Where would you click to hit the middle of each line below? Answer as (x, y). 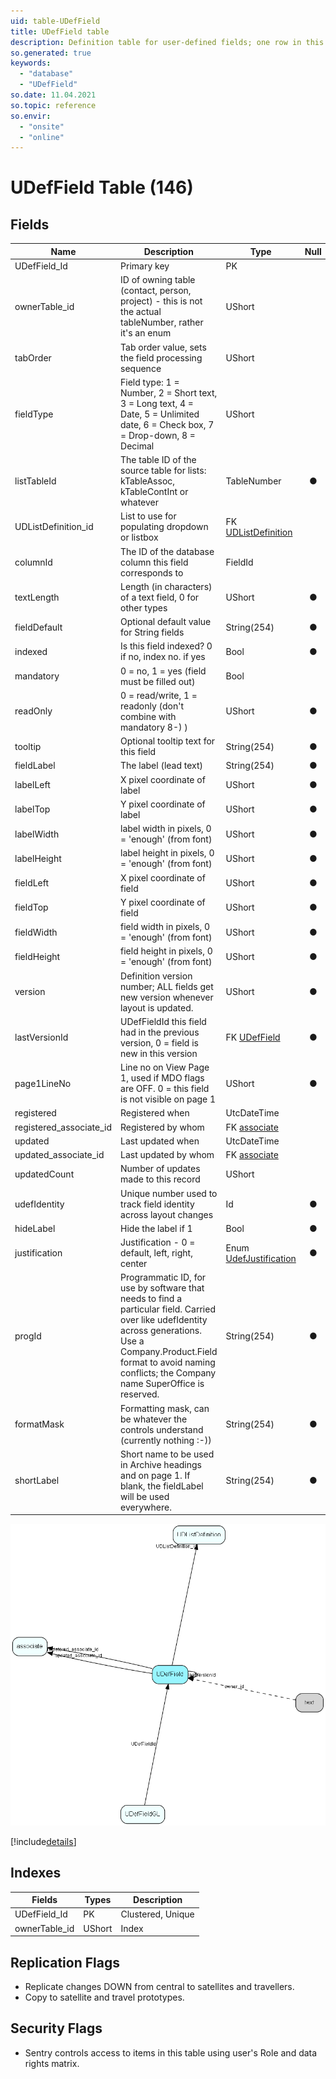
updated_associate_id (59, 1154)
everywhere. (146, 1507)
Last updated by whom (167, 1154)
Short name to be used (167, 1454)
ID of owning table (158, 280)
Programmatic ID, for (163, 1277)
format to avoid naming (168, 1362)
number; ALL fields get (167, 986)
